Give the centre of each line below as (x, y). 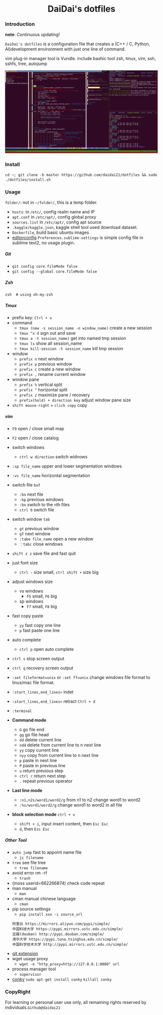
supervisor (30, 975)
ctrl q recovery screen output (43, 668)
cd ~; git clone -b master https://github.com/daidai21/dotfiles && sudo (81, 175)
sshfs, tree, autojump (26, 64)
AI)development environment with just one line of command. (65, 49)
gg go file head (34, 735)
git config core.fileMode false (45, 267)
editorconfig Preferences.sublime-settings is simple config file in (78, 238)
